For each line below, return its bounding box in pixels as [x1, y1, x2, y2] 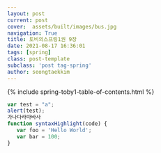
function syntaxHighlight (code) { [7, 120, 108, 127]
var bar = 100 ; [16, 133, 61, 140]
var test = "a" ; [7, 101, 54, 108]
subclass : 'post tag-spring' [7, 62, 92, 69]
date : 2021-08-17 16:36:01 [7, 42, 86, 49]
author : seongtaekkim [7, 68, 70, 75]
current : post [7, 17, 49, 24]
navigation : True [7, 29, 58, 37]
